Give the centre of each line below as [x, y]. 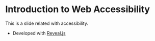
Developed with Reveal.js [39, 33]
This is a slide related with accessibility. [47, 23]
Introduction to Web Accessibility [78, 9]
